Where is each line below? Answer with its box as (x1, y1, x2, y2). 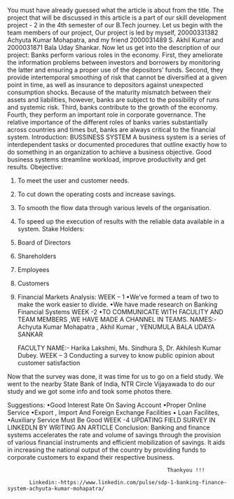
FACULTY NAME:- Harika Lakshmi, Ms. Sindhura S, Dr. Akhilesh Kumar (17, 344, 221, 352)
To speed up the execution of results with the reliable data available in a (17, 217, 225, 226)
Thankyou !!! (167, 467, 205, 474)
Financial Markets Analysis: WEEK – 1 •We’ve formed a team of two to (17, 293, 219, 301)
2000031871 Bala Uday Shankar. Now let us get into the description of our (7, 44, 221, 51)
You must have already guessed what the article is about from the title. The (7, 6, 224, 14)
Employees (17, 266, 50, 273)
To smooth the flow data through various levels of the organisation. (17, 204, 212, 212)
